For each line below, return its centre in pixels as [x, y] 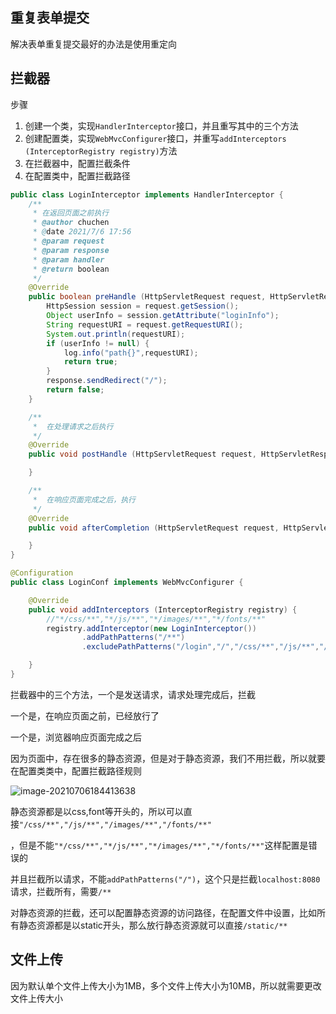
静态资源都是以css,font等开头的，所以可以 [97, 811]
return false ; [75, 390]
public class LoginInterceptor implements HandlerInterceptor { [147, 194]
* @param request [68, 241]
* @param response [71, 250]
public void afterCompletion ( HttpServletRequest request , [154, 528]
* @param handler [68, 259]
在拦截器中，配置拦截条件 [77, 163]
